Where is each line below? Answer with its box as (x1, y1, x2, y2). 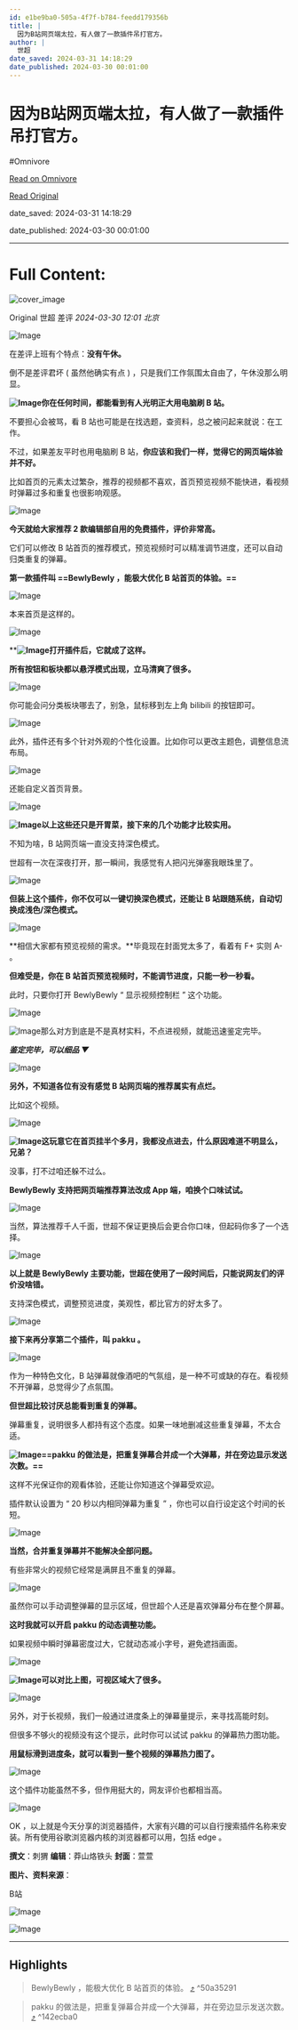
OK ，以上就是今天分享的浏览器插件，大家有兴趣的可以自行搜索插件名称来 (9, 1820, 279, 1831)
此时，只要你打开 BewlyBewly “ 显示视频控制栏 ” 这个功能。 (9, 989, 227, 1000)
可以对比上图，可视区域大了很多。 (41, 1674, 167, 1685)
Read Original (9, 190, 59, 201)
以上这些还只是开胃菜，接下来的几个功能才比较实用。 (41, 819, 237, 830)
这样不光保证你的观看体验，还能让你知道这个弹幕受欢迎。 (9, 1478, 219, 1490)
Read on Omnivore (9, 173, 77, 183)
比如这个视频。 (9, 1100, 64, 1110)
